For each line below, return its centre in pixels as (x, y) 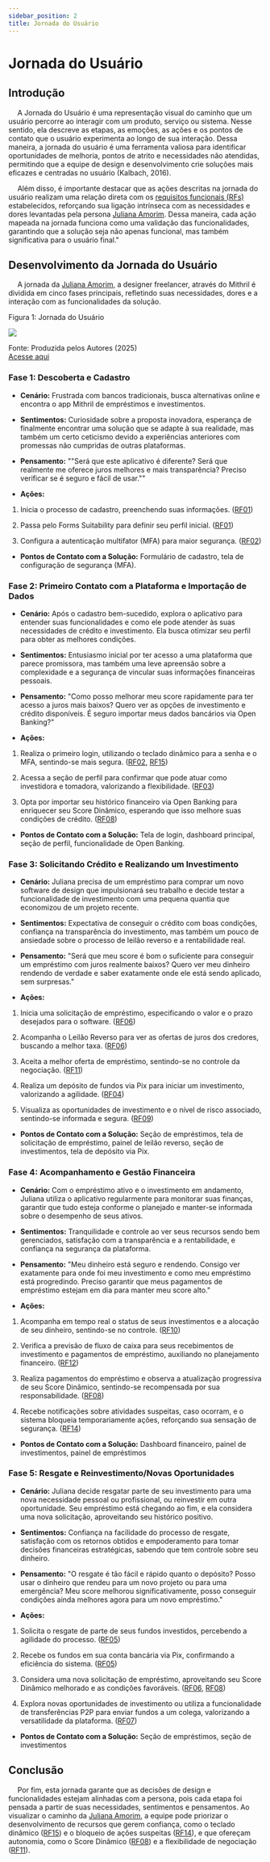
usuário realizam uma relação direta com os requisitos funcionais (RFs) (126, 197)
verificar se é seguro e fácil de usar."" (83, 478)
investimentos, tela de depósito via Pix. (85, 1151)
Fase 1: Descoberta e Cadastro (69, 378)
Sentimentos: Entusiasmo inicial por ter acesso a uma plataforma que (136, 654)
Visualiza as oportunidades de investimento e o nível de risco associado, (141, 1110)
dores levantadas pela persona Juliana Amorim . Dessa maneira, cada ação (132, 214)
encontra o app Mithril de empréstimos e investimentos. (112, 404)
